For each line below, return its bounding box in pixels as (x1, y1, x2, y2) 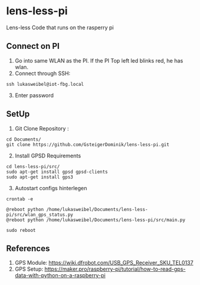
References (6, 243, 50, 253)
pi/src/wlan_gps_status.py (6, 212, 73, 218)
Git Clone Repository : (14, 125, 69, 132)
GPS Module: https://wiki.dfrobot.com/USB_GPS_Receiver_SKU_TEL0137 (14, 259, 194, 267)
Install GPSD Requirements (14, 152, 81, 159)
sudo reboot (6, 227, 36, 233)
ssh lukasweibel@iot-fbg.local (6, 81, 84, 87)
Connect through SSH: (14, 70, 70, 77)
